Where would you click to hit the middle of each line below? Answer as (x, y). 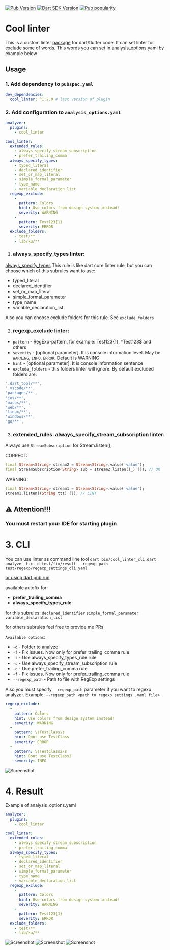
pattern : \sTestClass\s (40, 732)
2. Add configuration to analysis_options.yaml (63, 112)
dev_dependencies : (25, 94)
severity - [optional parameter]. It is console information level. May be (87, 353)
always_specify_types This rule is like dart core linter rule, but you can (79, 265)
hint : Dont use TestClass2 (43, 756)
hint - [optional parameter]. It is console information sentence (78, 363)
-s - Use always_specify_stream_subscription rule (65, 663)
